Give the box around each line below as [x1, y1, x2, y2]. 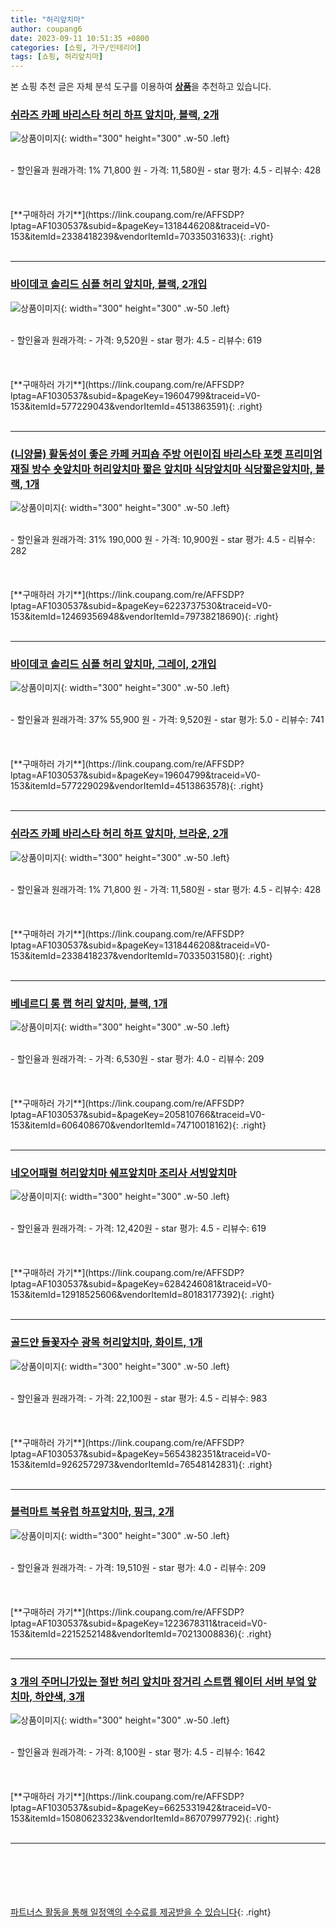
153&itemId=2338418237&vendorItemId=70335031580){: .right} [10, 949, 273, 961]
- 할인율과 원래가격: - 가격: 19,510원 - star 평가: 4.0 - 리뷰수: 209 [10, 1561, 267, 1573]
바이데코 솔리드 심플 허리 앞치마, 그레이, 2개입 [10, 657, 217, 671]
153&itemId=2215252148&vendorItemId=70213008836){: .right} [10, 1627, 272, 1640]
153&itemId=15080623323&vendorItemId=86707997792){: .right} [10, 1812, 280, 1825]
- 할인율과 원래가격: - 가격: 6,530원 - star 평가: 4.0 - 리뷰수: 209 [10, 1052, 265, 1065]
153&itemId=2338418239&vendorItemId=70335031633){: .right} [10, 231, 275, 243]
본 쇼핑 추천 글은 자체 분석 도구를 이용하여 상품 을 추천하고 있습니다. [10, 81, 272, 93]
